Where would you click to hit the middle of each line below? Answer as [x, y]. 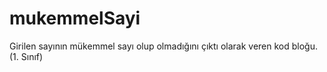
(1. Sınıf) [26, 56]
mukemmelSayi [75, 18]
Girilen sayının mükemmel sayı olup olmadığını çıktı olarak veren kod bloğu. [164, 46]
